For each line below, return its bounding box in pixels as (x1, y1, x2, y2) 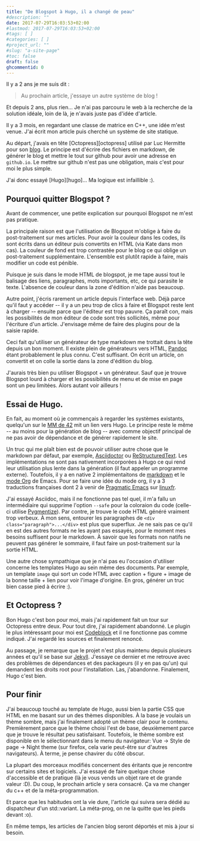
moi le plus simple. (6, 165, 53, 172)
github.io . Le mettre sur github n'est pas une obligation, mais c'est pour (6, 159, 184, 166)
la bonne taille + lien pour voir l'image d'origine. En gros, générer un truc (6, 577, 185, 584)
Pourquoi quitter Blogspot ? (6, 194, 110, 204)
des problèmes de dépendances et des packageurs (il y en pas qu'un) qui (6, 659, 188, 667)
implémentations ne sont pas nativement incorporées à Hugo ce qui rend (6, 458, 186, 465)
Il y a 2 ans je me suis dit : (6, 81, 70, 88)
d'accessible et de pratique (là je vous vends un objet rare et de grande (6, 774, 182, 781)
